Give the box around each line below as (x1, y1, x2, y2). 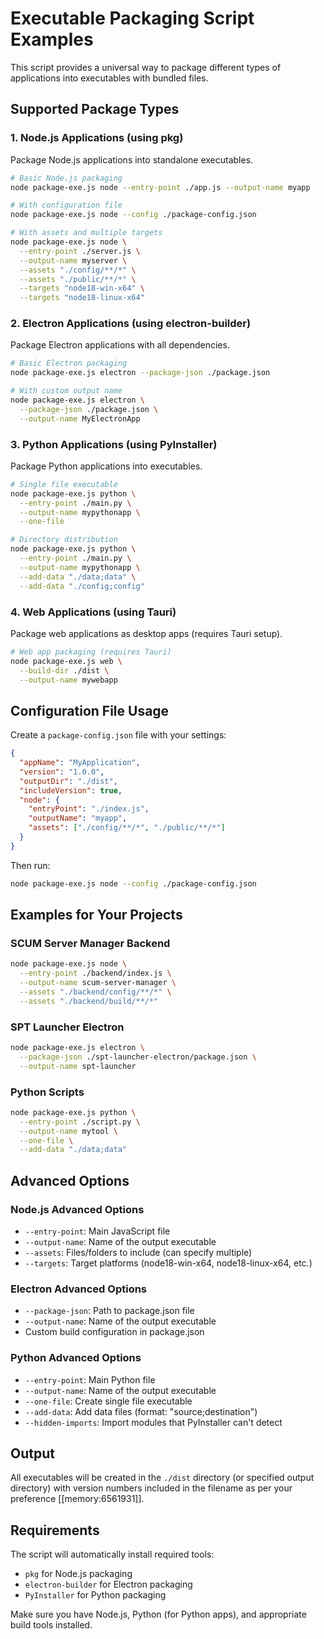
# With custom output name (10, 386, 123, 396)
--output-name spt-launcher (19, 1061, 137, 1071)
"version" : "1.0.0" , (19, 767, 105, 777)
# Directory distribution (10, 535, 118, 545)
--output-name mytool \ (19, 1126, 118, 1136)
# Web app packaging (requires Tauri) (10, 647, 172, 657)
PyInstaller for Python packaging (24, 1589, 167, 1601)
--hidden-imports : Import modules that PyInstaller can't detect (24, 1416, 283, 1428)
